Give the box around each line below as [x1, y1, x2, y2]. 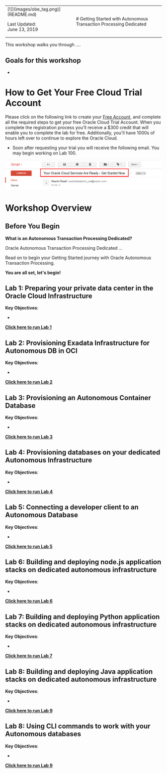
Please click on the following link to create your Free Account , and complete [5, 114, 161, 120]
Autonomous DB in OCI [5, 346, 78, 355]
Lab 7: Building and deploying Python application [5, 613, 160, 621]
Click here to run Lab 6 [5, 598, 53, 604]
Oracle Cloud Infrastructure [5, 292, 93, 300]
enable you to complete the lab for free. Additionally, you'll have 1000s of [5, 130, 155, 136]
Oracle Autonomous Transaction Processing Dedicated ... [5, 245, 123, 251]
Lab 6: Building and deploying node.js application [5, 558, 162, 566]
